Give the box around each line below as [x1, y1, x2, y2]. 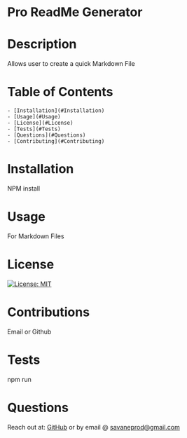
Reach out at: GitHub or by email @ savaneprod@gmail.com [7, 423, 180, 431]
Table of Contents [7, 84, 113, 100]
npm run [7, 375, 32, 383]
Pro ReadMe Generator [7, 4, 143, 20]
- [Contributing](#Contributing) [7, 138, 105, 145]
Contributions [7, 304, 90, 320]
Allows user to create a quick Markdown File [7, 60, 135, 68]
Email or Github [7, 327, 52, 336]
